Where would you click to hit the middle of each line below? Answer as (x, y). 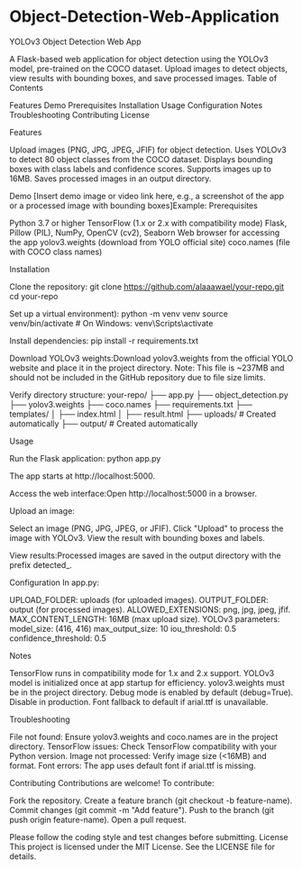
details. (23, 856)
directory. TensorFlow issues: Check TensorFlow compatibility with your (143, 746)
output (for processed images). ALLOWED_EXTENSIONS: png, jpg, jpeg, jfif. (150, 609)
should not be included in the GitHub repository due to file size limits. (137, 377)
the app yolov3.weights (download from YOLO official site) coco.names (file (150, 242)
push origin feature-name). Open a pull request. (98, 819)
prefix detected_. (41, 564)
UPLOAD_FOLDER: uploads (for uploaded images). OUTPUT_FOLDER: (139, 599)
